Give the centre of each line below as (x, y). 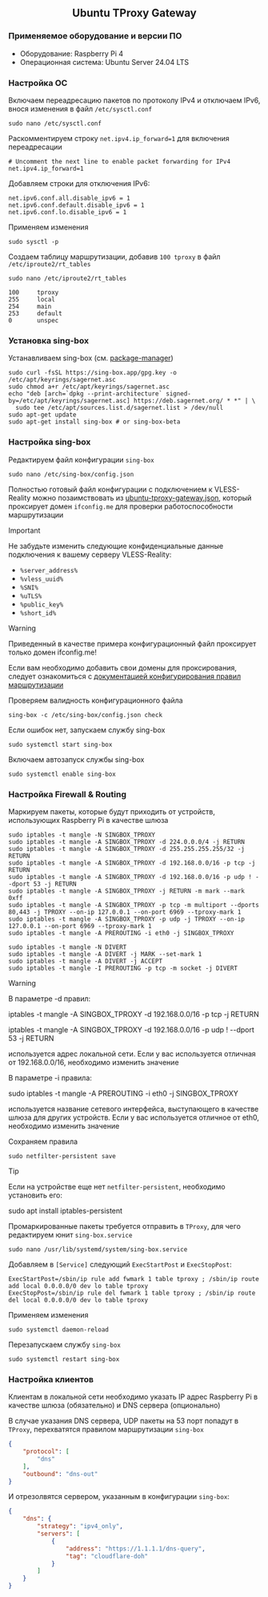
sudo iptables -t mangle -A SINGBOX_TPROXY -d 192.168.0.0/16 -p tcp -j (132, 863)
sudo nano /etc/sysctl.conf (55, 124)
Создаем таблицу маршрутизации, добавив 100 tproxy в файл (114, 257)
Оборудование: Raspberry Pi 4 (72, 53)
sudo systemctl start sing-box (60, 744)
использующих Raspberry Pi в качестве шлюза (88, 820)
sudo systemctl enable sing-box (62, 774)
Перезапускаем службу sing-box (65, 1344)
